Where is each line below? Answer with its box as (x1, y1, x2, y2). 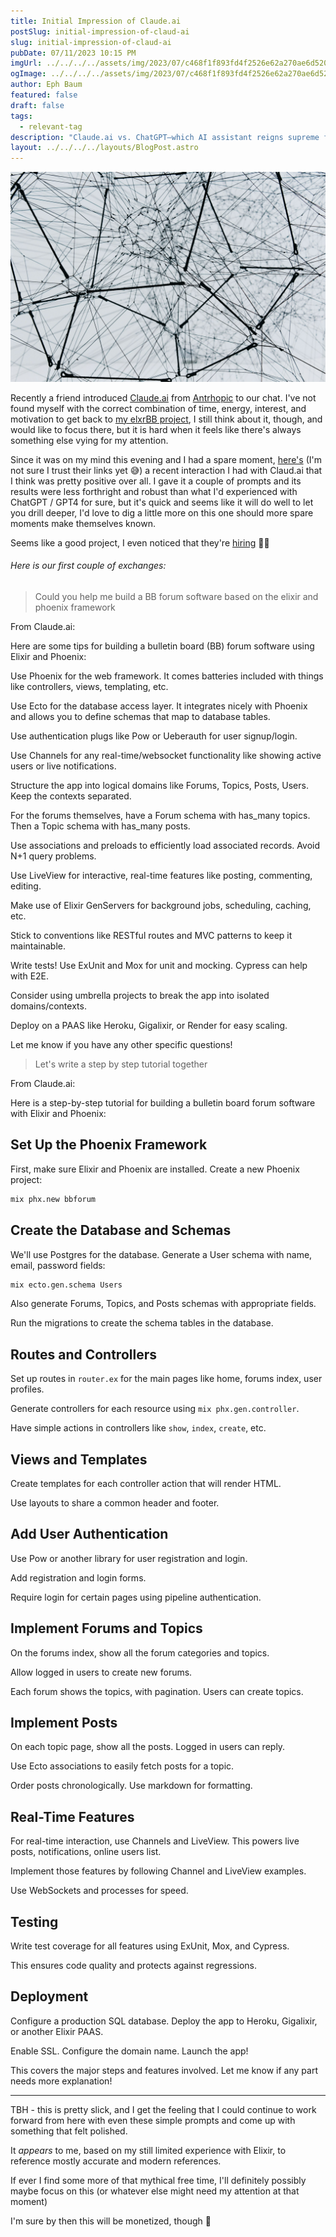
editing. (10, 880, 42, 892)
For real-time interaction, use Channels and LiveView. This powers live (10, 1835, 300, 1847)
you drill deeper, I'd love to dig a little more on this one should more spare (10, 506, 314, 519)
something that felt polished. (10, 2125, 128, 2137)
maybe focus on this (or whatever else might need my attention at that (10, 2185, 300, 2197)
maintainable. (10, 940, 66, 952)
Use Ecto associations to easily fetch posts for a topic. (10, 1760, 235, 1772)
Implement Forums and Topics (10, 1620, 203, 1637)
